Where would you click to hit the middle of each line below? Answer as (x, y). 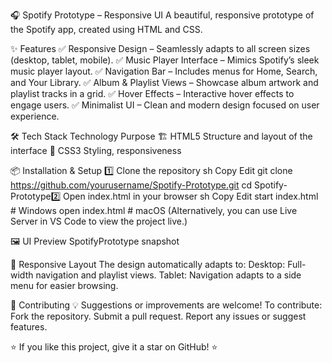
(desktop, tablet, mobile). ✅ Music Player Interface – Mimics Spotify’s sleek (165, 60)
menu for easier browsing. (64, 285)
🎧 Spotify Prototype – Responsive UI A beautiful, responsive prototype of (162, 15)
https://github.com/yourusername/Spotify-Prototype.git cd (131, 185)
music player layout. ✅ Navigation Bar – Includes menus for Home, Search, (164, 71)
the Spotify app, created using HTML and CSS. (106, 29)
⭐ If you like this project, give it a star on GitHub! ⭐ (114, 347)
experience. (35, 116)
